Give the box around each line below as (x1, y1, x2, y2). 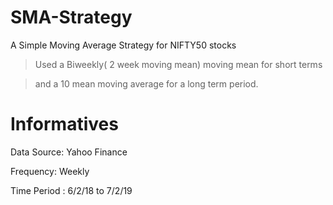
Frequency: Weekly (10, 165, 90, 177)
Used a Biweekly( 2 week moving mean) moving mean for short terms (34, 58, 323, 70)
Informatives (10, 113, 119, 136)
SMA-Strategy (10, 6, 133, 29)
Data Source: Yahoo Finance (10, 146, 128, 158)
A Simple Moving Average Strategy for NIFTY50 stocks (10, 39, 237, 51)
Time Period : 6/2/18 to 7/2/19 (10, 184, 133, 196)
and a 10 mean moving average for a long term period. (34, 77, 259, 90)
